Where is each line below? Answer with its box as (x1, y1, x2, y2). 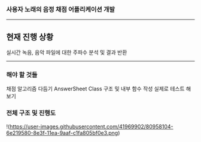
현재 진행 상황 (6, 31, 54, 42)
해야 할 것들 (6, 71, 38, 79)
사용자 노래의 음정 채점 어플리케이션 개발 (6, 5, 115, 13)
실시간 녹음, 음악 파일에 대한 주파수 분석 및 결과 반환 (6, 49, 127, 56)
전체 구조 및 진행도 (6, 109, 56, 117)
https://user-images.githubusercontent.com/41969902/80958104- (10, 123, 173, 130)
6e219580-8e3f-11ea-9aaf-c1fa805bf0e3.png (6, 129, 118, 136)
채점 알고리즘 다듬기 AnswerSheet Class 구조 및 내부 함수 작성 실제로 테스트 (6, 85, 185, 93)
